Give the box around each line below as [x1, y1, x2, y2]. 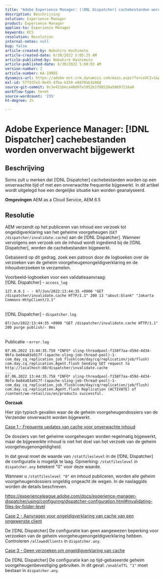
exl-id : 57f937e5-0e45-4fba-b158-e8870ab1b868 [5, 80, 102, 85]
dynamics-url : [5, 75, 34, 80]
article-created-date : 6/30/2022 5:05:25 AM [5, 52, 97, 58]
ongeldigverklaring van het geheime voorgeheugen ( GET [5, 229, 118, 235]
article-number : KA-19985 [5, 71, 58, 76]
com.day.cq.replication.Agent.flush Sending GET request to [5, 361, 130, 366]
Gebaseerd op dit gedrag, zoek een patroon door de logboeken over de [5, 254, 149, 260]
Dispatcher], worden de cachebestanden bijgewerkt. [5, 244, 111, 250]
